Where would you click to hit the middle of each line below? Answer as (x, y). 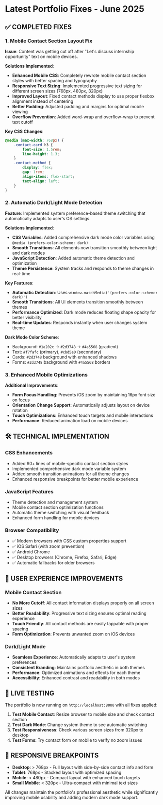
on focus (21, 400)
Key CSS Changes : (24, 131)
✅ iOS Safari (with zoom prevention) (48, 546)
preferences (24, 662)
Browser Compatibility (32, 530)
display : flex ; (38, 168)
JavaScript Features (29, 491)
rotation (20, 410)
